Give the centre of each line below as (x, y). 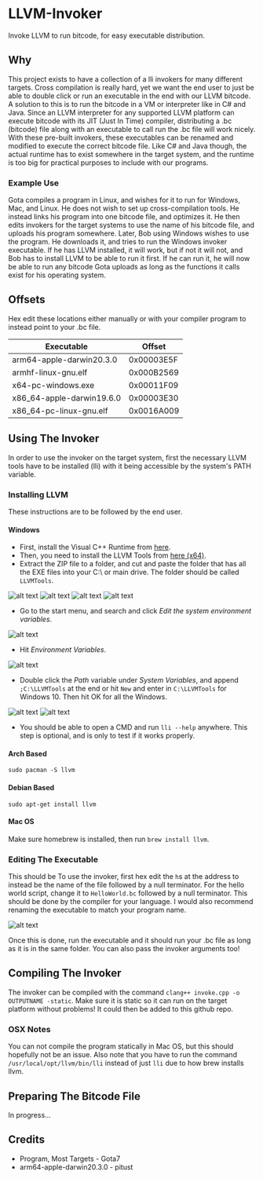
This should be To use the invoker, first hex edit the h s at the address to (124, 877)
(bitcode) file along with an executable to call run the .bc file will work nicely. (132, 129)
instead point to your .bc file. (55, 327)
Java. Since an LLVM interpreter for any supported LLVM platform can (121, 112)
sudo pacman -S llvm (42, 771)
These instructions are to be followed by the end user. (95, 511)
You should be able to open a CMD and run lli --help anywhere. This (133, 727)
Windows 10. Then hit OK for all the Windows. (93, 697)
